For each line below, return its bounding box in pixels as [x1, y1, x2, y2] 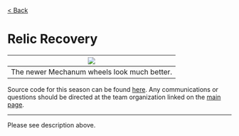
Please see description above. [7, 120, 96, 129]
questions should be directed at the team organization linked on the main [7, 93, 221, 101]
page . [7, 100, 25, 109]
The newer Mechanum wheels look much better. [11, 67, 173, 77]
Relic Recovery [7, 31, 98, 47]
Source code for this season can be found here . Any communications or [7, 85, 219, 93]
